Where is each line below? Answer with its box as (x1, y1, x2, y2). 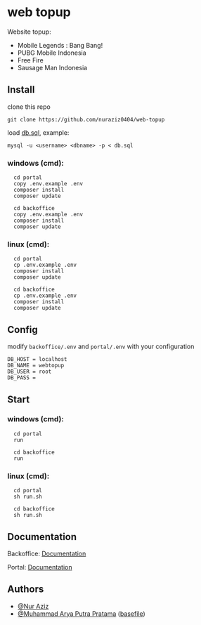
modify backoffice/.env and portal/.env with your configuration (7, 342, 195, 351)
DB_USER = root (7, 368, 52, 376)
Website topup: (7, 27, 51, 36)
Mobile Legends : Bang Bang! (17, 41, 103, 49)
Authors (7, 584, 44, 596)
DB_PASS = (7, 374, 37, 381)
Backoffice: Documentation (7, 549, 86, 558)
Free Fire (17, 55, 44, 64)
